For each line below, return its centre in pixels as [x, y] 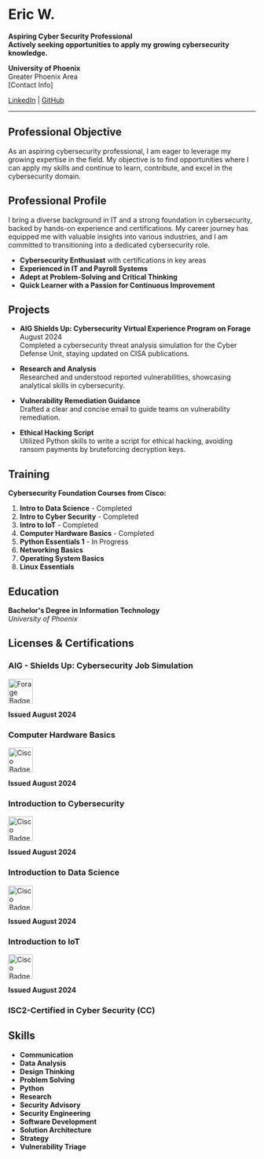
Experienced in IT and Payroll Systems [83, 268]
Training [29, 474]
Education [34, 591]
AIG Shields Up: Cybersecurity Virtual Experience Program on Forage [135, 328]
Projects [29, 309]
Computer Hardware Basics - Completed [87, 534]
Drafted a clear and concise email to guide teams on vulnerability [125, 409]
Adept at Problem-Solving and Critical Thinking [99, 277]
